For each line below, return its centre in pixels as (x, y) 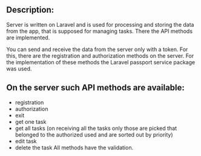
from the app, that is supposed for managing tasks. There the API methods (99, 31)
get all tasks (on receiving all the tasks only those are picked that (96, 128)
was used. (19, 69)
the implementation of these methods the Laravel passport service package (101, 62)
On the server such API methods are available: (95, 88)
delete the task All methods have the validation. (74, 148)
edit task (26, 141)
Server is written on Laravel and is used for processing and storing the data (100, 24)
